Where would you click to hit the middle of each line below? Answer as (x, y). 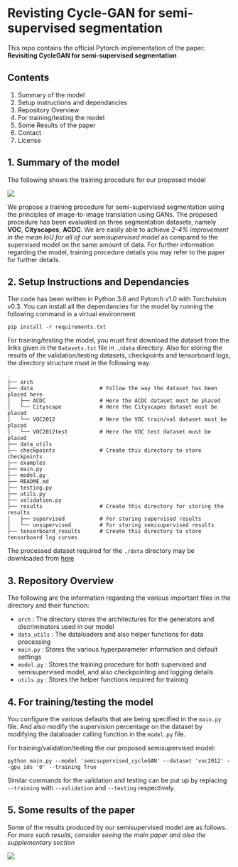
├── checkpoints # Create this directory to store (104, 451)
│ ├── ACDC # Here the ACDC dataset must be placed (114, 401)
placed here (25, 395)
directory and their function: (48, 605)
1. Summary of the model (64, 162)
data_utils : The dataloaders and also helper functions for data (110, 635)
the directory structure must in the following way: (79, 363)
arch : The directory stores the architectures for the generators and (116, 619)
